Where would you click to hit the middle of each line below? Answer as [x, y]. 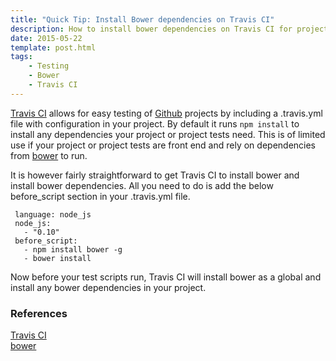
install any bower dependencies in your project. [108, 287]
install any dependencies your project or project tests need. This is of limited [168, 134]
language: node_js [53, 214]
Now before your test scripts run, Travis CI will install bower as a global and [166, 277]
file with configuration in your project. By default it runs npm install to [155, 123]
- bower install [57, 258]
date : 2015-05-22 [46, 38]
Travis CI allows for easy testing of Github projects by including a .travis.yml [166, 113]
